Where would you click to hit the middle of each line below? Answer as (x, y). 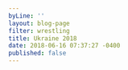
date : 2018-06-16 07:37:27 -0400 (64, 46)
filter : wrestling (39, 31)
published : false (37, 53)
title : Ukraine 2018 (43, 38)
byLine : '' (27, 16)
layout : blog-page (39, 23)
